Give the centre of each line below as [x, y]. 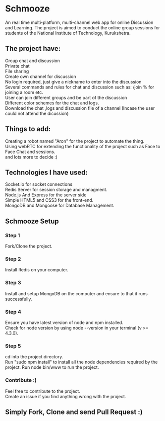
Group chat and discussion [33, 61]
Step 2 [13, 259]
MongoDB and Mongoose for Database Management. [60, 206]
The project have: [33, 48]
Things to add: [28, 129]
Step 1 [13, 235]
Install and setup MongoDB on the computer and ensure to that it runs [76, 293]
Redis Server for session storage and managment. [56, 190]
